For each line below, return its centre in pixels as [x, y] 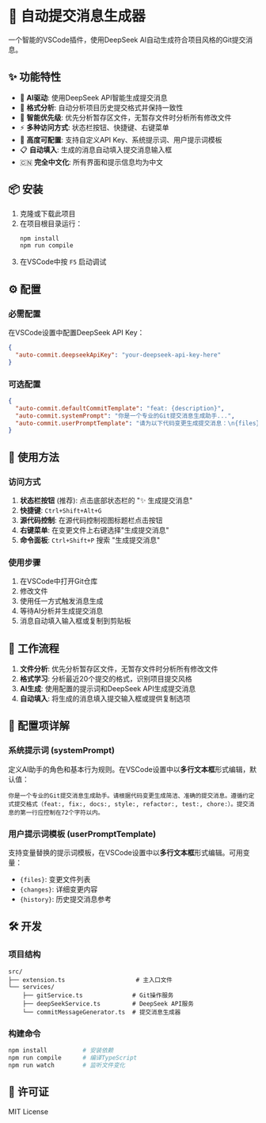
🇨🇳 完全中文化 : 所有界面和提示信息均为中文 [91, 162]
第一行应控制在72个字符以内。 [62, 812]
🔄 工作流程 [34, 648]
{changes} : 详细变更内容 [59, 889]
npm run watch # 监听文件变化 [67, 1065]
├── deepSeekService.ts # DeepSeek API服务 [108, 1003]
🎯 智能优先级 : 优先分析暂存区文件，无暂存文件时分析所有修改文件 [125, 117]
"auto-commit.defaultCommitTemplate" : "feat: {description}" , [120, 408]
